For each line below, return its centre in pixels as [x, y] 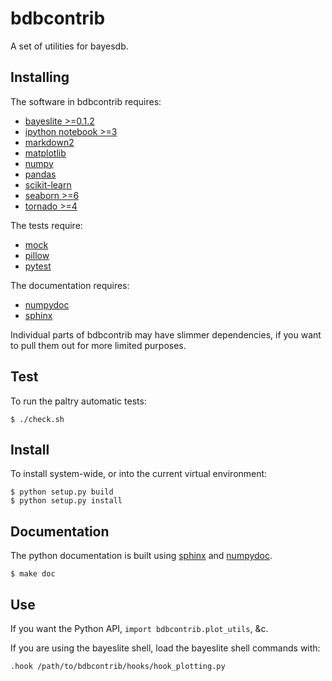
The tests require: [46, 225]
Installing [40, 77]
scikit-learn [48, 184]
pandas [40, 174]
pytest [38, 266]
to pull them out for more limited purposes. [98, 345]
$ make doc [33, 574]
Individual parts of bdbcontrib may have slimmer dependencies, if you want [166, 334]
